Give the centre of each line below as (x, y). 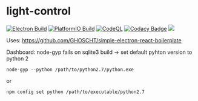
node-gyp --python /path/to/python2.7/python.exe (70, 70)
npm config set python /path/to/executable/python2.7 (76, 92)
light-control (38, 11)
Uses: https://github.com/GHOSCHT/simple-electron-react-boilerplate (94, 40)
